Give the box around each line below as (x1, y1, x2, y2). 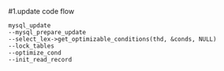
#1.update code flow (8, 7, 75, 16)
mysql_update (8, 22, 51, 30)
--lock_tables (8, 42, 55, 50)
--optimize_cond (8, 49, 62, 57)
